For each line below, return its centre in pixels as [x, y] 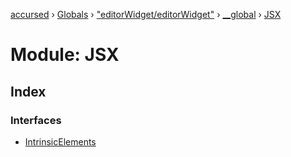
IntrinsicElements [60, 141]
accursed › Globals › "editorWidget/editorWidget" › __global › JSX [146, 14]
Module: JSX [65, 55]
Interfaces [36, 120]
